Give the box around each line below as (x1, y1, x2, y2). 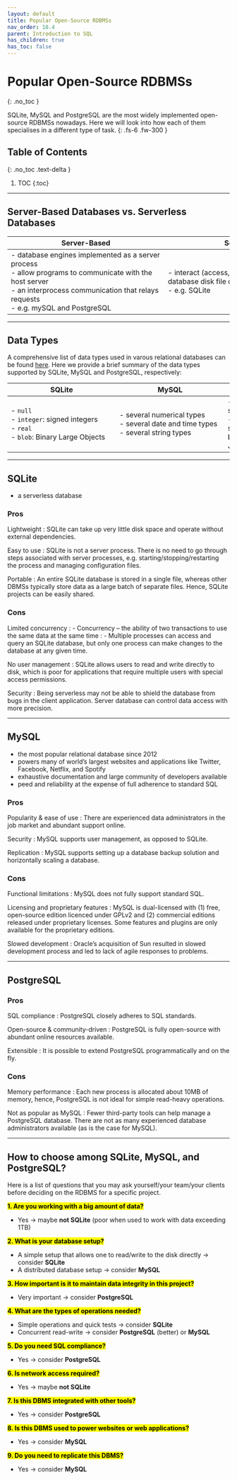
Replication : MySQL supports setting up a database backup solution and (7, 848, 219, 856)
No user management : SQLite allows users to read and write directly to (7, 660, 215, 668)
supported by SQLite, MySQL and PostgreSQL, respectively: (7, 368, 182, 377)
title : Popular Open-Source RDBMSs (7, 17, 112, 24)
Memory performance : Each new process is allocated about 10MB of (7, 1088, 209, 1096)
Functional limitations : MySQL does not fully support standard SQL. (7, 890, 205, 898)
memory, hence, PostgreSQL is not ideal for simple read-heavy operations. (7, 1095, 225, 1104)
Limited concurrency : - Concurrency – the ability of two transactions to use (7, 624, 228, 632)
